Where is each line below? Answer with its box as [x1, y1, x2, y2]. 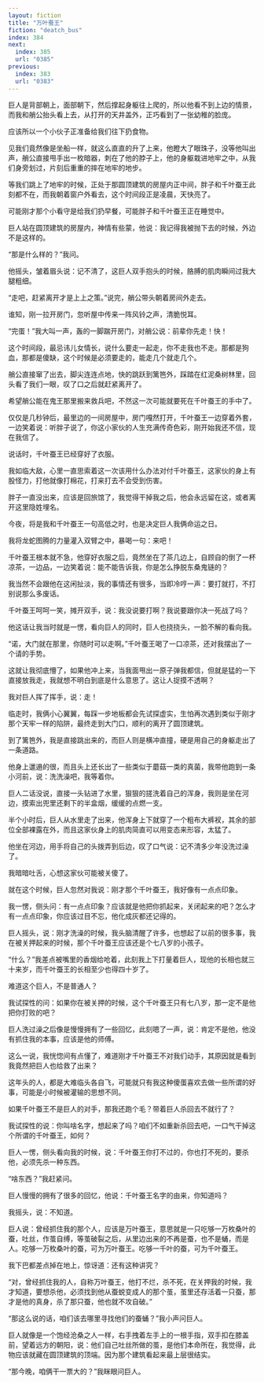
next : [8, 41, 26, 49]
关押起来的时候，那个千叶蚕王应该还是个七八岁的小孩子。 [21, 938, 208, 947]
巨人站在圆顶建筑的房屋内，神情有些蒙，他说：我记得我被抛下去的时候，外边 [8, 223, 256, 232]
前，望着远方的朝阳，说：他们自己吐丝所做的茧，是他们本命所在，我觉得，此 [8, 1340, 256, 1349]
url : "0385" [15, 56, 55, 64]
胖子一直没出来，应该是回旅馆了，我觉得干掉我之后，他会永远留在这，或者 [8, 492, 249, 502]
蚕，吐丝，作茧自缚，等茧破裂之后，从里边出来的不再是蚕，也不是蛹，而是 [8, 1234, 249, 1243]
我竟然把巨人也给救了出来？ [8, 1060, 98, 1070]
